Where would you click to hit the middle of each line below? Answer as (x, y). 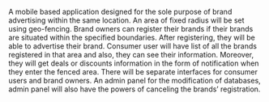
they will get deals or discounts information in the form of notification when (134, 63)
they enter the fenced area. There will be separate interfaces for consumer (133, 72)
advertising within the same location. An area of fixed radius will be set (126, 20)
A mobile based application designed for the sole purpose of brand (120, 12)
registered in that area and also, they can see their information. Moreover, (131, 55)
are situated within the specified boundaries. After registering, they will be (132, 37)
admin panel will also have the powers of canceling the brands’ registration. (134, 89)
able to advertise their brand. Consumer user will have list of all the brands (133, 46)
